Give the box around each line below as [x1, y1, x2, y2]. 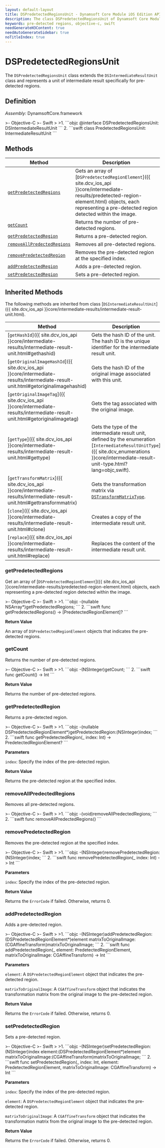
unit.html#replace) [7, 552, 50, 559]
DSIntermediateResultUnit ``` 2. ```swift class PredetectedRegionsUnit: [5, 125, 146, 131]
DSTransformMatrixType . [91, 493, 146, 500]
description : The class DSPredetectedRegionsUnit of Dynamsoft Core [5, 16, 148, 21]
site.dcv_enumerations [98, 448, 151, 455]
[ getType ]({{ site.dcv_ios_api [7, 436, 72, 443]
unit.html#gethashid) [7, 350, 55, 357]
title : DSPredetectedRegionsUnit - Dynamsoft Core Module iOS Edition [5, 12, 153, 17]
